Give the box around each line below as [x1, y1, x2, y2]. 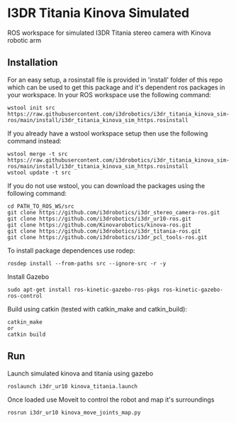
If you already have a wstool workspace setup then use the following [7, 129, 208, 138]
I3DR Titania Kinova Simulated [7, 5, 190, 21]
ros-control [7, 292, 43, 300]
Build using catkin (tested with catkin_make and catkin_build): [7, 304, 188, 313]
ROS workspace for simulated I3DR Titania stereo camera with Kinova [7, 28, 211, 37]
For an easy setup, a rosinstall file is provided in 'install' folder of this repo [7, 75, 223, 84]
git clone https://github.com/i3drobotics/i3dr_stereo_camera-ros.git [7, 209, 220, 216]
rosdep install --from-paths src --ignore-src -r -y [7, 260, 167, 267]
